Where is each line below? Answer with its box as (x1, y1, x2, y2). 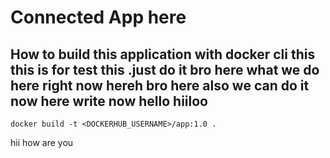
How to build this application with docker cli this (10, 46, 316, 63)
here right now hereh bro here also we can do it (10, 77, 310, 94)
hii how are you (10, 137, 74, 148)
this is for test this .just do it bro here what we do (10, 61, 320, 78)
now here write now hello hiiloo (10, 92, 208, 110)
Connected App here (10, 6, 187, 29)
